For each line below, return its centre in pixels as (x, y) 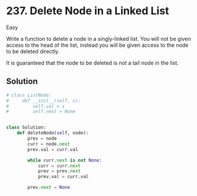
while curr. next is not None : (65, 160)
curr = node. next (49, 144)
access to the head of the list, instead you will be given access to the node (97, 45)
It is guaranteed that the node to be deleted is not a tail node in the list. (93, 63)
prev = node (42, 139)
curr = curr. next (59, 166)
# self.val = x (36, 106)
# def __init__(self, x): (44, 101)
